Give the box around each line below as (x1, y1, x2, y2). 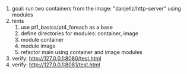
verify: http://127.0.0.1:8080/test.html (11, 55, 102, 62)
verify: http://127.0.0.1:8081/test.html (11, 61, 100, 68)
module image (20, 42, 56, 49)
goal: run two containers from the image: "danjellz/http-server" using (11, 5, 181, 12)
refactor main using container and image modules (20, 49, 142, 55)
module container (20, 36, 64, 43)
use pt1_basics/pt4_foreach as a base (20, 23, 113, 31)
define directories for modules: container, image (20, 30, 138, 37)
